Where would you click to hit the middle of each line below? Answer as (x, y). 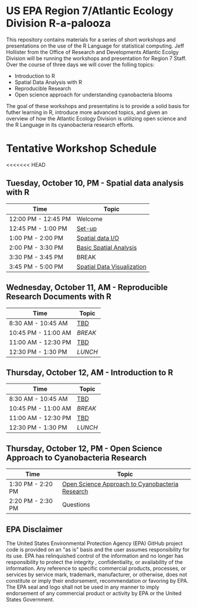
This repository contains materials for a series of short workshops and (91, 39)
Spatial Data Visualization (111, 267)
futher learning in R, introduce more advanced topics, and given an (87, 112)
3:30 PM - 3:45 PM (36, 257)
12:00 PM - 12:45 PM (40, 219)
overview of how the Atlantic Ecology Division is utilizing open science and (96, 118)
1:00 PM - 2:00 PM (36, 238)
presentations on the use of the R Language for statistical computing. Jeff (95, 46)
